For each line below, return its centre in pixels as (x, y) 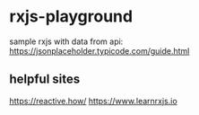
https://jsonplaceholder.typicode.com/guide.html (99, 50)
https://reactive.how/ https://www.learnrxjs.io (93, 101)
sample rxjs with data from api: (66, 41)
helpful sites (45, 80)
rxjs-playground (71, 17)
